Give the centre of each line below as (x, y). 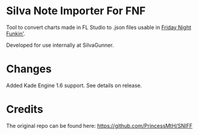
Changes (29, 69)
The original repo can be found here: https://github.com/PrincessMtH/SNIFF (99, 126)
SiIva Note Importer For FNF (76, 11)
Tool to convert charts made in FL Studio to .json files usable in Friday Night (99, 27)
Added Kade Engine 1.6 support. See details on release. (74, 85)
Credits (25, 109)
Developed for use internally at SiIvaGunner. (60, 45)
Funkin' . (16, 33)
